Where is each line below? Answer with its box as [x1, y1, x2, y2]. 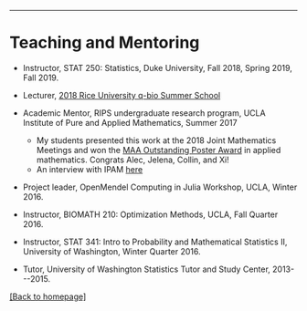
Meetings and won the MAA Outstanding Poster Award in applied [36, 144, 281, 155]
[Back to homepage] [9, 291, 87, 302]
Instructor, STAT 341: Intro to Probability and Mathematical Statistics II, [22, 236, 288, 247]
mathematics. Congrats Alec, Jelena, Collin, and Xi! [36, 154, 230, 165]
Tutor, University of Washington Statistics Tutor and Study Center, [22, 264, 271, 275]
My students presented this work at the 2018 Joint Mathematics [36, 134, 277, 146]
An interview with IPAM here [36, 163, 143, 174]
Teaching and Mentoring [9, 33, 200, 53]
